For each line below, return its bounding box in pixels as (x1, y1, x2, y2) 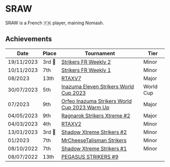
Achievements (5, 35, 52, 44)
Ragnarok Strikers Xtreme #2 (61, 112, 131, 119)
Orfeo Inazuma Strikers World (61, 97, 132, 104)
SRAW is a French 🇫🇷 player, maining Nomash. (5, 20, 104, 26)
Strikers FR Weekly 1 (61, 66, 111, 73)
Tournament (84, 50, 115, 57)
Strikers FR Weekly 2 (61, 58, 111, 65)
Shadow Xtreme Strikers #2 (61, 129, 127, 136)
